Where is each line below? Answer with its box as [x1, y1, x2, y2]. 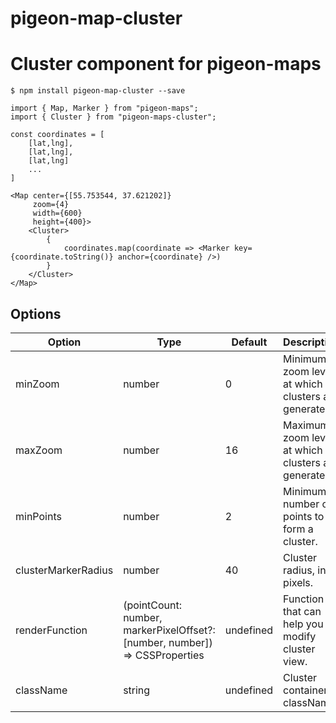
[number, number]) [123, 635, 213, 649]
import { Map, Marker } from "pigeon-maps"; [10, 103, 199, 114]
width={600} [32, 208, 83, 219]
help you [283, 617, 324, 631]
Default [231, 335, 268, 349]
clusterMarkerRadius [15, 563, 114, 577]
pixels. [283, 575, 314, 589]
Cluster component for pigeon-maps [10, 53, 322, 76]
